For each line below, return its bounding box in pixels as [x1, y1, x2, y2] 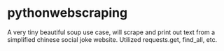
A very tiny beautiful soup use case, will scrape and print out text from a [7, 28, 216, 36]
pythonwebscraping [7, 5, 128, 21]
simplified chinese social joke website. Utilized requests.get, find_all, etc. [7, 35, 218, 43]
